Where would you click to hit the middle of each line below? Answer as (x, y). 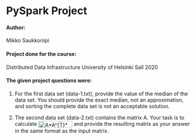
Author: (16, 27)
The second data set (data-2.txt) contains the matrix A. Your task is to (99, 117)
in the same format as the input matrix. (62, 131)
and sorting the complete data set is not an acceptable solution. (92, 106)
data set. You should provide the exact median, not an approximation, (99, 100)
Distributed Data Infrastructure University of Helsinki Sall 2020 (82, 67)
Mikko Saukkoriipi (28, 41)
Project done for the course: (41, 54)
